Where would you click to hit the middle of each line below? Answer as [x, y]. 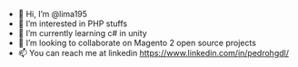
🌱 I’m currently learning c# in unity [82, 33]
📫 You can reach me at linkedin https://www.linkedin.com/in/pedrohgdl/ [153, 53]
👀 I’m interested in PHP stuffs [73, 24]
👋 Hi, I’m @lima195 [53, 14]
